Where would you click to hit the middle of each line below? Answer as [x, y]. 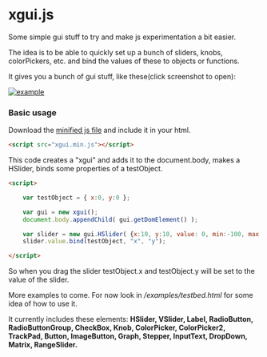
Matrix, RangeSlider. [43, 345]
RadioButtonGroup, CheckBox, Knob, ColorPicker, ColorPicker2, [117, 328]
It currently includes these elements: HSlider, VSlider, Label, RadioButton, [131, 319]
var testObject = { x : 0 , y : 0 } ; [76, 198]
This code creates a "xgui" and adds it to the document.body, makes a [124, 160]
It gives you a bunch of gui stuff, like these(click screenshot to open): [122, 76]
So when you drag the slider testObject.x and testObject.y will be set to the [132, 271]
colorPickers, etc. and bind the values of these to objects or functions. [124, 61]
